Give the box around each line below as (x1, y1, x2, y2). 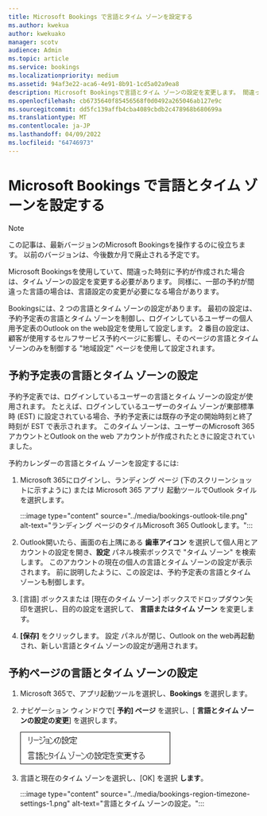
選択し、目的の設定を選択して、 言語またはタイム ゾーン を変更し (33, 603, 248, 613)
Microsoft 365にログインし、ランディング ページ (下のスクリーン (19, 474, 232, 485)
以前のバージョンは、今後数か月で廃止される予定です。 (23, 249, 204, 259)
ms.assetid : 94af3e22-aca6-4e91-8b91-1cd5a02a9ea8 (8, 80, 180, 88)
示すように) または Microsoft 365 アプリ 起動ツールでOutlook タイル (33, 485, 257, 494)
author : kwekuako (8, 29, 66, 37)
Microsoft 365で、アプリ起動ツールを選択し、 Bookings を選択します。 (19, 689, 252, 698)
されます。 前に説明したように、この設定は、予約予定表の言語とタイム (19, 567, 251, 576)
